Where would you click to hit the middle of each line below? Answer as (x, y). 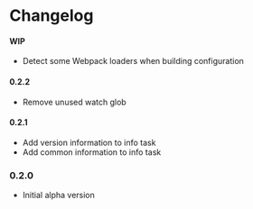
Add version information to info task (89, 142)
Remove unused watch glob (74, 102)
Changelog (52, 16)
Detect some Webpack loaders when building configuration (133, 61)
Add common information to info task (92, 152)
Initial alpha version (58, 195)
